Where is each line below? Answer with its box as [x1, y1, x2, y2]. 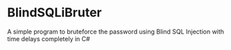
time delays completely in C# [7, 34, 90, 42]
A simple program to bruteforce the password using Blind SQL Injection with [7, 27, 224, 36]
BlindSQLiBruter [7, 5, 102, 21]
